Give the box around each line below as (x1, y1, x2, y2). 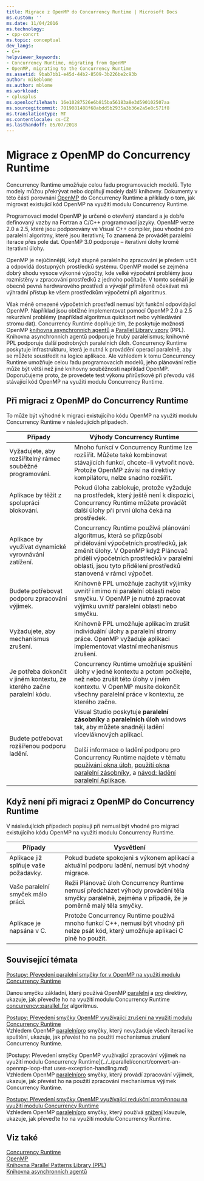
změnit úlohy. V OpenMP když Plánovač (73, 546, 188, 555)
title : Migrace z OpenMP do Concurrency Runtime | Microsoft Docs (6, 9, 178, 15)
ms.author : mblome (6, 83, 53, 89)
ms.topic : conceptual (6, 37, 61, 43)
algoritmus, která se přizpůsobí (73, 531, 163, 539)
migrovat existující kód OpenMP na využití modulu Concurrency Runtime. (6, 201, 189, 208)
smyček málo (9, 890, 47, 898)
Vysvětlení (114, 843, 146, 851)
